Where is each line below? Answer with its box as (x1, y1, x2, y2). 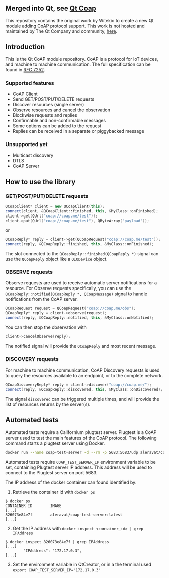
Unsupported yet (5, 140, 48, 148)
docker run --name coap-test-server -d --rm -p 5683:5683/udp (5, 450, 138, 455)
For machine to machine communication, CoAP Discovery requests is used (5, 367, 160, 373)
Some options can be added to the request (12, 123, 102, 129)
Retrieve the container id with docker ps (12, 489, 95, 495)
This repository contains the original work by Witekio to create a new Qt (5, 17, 154, 23)
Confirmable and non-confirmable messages (12, 117, 106, 123)
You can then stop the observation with (5, 324, 87, 330)
